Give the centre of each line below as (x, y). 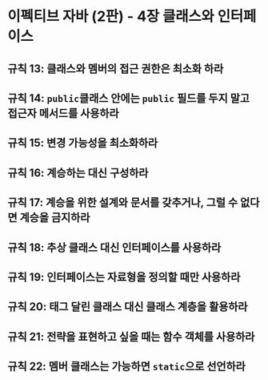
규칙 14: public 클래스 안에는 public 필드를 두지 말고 (128, 98)
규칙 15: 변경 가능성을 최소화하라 (83, 143)
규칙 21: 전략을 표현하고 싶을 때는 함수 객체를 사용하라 (131, 336)
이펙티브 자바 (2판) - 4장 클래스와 (111, 16)
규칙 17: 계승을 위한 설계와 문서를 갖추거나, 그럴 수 (123, 202)
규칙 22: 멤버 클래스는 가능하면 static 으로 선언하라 (126, 367)
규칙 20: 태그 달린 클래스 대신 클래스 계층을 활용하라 (128, 307)
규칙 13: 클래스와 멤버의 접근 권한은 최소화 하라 (116, 69)
